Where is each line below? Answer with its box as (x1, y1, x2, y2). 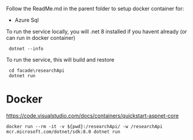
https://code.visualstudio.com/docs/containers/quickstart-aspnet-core (6, 112, 179, 119)
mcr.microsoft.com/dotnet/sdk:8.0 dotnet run (6, 129, 120, 135)
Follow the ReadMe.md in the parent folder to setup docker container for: (6, 5, 185, 12)
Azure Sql (14, 17, 39, 23)
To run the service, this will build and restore (6, 56, 114, 63)
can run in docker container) (6, 34, 76, 41)
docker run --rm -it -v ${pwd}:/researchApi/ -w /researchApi (6, 123, 163, 129)
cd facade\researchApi (8, 68, 65, 74)
